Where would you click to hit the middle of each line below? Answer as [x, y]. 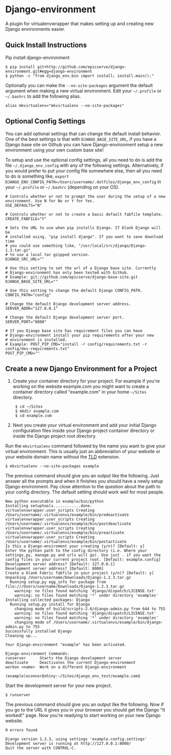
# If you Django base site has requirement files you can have [74, 331]
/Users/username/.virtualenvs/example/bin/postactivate [66, 542]
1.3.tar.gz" [18, 250]
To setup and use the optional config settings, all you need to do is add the [84, 160]
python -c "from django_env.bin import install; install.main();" [82, 76]
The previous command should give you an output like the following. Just [82, 476]
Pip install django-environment [38, 57]
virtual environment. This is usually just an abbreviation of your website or [83, 451]
